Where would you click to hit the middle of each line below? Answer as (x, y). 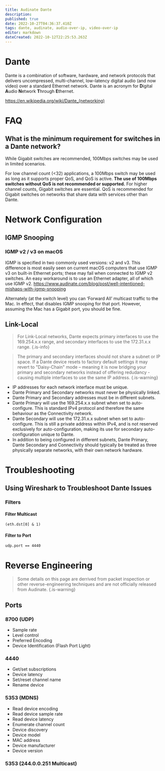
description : (19, 14)
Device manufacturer (34, 745)
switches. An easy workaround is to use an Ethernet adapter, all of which (79, 278)
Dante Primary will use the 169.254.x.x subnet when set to (71, 403)
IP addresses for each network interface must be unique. (70, 387)
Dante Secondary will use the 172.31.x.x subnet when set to (73, 419)
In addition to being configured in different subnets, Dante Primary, (80, 439)
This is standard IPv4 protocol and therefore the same (89, 408)
